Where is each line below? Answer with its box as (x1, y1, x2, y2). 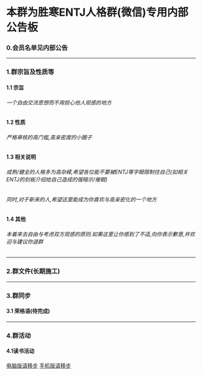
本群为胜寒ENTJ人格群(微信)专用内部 (6, 5, 188, 19)
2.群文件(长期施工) (6, 267, 60, 276)
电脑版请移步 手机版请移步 (6, 362, 71, 369)
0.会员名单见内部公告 (6, 43, 68, 52)
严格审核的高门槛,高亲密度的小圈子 (6, 133, 93, 140)
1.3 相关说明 (6, 153, 36, 160)
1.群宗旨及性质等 (6, 68, 55, 76)
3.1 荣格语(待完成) (6, 307, 50, 315)
